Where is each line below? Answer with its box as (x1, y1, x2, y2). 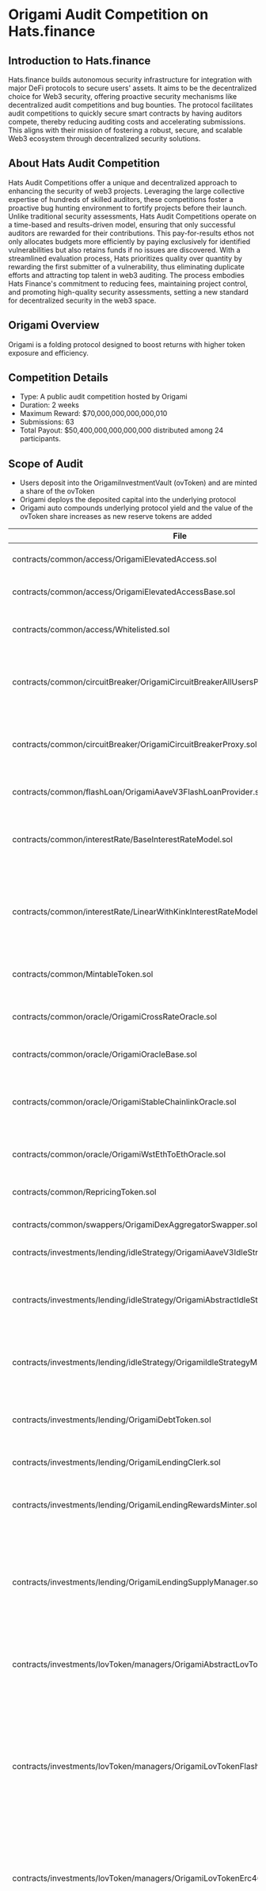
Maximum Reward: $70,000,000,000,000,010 (19, 409, 168, 418)
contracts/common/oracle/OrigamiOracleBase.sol (12, 1049, 198, 1060)
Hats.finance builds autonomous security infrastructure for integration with (8, 75, 253, 84)
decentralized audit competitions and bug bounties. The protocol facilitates (8, 101, 253, 109)
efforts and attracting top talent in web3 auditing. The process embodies (8, 270, 245, 280)
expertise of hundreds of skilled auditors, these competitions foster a (8, 194, 234, 204)
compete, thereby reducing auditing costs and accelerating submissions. (8, 117, 246, 126)
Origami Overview (8, 318, 100, 332)
